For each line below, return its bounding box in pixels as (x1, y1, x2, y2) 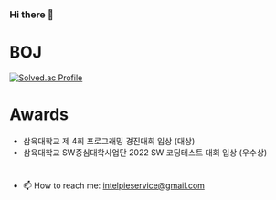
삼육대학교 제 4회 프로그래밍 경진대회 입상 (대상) (22, 135, 196, 146)
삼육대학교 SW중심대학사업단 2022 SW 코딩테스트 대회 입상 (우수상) (22, 146, 268, 158)
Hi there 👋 (9, 8, 55, 21)
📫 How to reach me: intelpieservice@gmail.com (22, 180, 206, 191)
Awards (9, 104, 69, 125)
